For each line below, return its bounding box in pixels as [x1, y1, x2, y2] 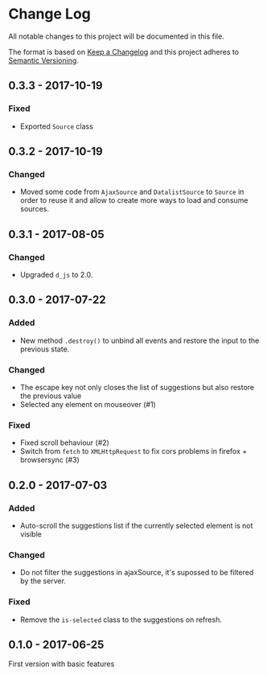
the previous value [19, 391, 82, 401]
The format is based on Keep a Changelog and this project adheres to [8, 47, 240, 56]
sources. [19, 204, 50, 214]
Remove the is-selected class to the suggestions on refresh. [19, 615, 223, 624]
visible [19, 529, 42, 539]
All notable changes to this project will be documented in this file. [8, 31, 225, 41]
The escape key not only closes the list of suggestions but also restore [19, 382, 255, 392]
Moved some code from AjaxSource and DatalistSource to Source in [19, 187, 244, 197]
